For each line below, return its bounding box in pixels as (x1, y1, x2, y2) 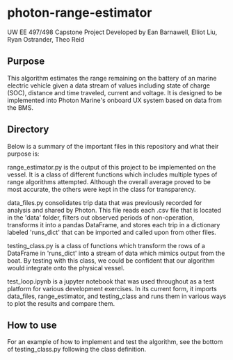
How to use (7, 319, 57, 331)
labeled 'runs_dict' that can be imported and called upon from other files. (7, 228, 217, 236)
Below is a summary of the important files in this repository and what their (7, 142, 219, 150)
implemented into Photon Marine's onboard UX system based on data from (7, 96, 223, 104)
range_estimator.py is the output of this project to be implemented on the (7, 163, 216, 171)
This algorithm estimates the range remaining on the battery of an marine (7, 74, 217, 82)
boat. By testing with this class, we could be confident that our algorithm (7, 256, 216, 265)
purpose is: (7, 149, 40, 158)
